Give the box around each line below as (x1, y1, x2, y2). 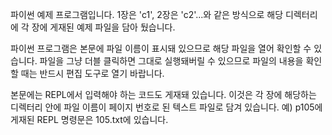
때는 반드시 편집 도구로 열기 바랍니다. (20, 68, 165, 79)
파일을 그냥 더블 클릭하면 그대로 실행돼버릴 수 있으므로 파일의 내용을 (39, 55, 304, 67)
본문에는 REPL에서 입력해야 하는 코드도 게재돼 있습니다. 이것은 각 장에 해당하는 (10, 89, 317, 100)
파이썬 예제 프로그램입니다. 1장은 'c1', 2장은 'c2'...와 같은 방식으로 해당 (10, 9, 284, 20)
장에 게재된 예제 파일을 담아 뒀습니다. (31, 21, 176, 33)
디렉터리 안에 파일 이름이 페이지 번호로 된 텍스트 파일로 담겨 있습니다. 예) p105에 (10, 101, 323, 113)
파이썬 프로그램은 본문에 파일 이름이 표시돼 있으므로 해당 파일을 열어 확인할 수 (10, 43, 312, 54)
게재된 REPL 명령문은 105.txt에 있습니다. (10, 114, 169, 125)
